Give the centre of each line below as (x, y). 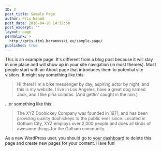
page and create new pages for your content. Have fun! (60, 143)
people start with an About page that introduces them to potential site (74, 69)
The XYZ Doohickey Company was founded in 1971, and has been (82, 113)
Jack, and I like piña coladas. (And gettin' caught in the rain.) (77, 94)
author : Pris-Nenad (25, 18)
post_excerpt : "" (22, 28)
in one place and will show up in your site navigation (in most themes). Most (80, 64)
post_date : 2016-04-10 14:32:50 (37, 23)
